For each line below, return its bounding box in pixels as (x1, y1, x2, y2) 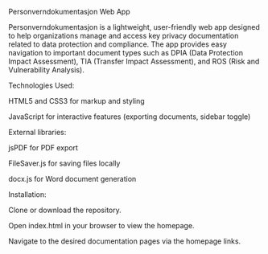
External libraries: (8, 128, 67, 137)
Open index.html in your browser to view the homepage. (8, 221, 195, 230)
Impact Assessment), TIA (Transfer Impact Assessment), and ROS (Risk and (8, 56, 260, 66)
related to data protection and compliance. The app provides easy (8, 39, 228, 49)
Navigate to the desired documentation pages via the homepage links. (8, 236, 241, 246)
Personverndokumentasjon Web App (8, 7, 130, 16)
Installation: (8, 190, 47, 199)
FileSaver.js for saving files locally (8, 158, 121, 168)
